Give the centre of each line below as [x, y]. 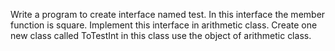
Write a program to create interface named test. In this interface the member [168, 14]
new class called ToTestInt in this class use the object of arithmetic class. [161, 35]
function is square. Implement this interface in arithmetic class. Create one [164, 25]
